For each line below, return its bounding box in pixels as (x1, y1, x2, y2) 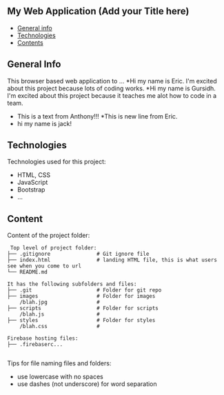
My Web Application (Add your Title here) (7, 6, 190, 17)
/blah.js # (19, 311, 100, 318)
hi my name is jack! (17, 119, 72, 128)
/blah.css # (19, 323, 100, 330)
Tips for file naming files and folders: (7, 359, 112, 367)
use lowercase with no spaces (17, 372, 103, 381)
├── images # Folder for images (7, 293, 156, 300)
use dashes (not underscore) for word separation (17, 380, 157, 388)
